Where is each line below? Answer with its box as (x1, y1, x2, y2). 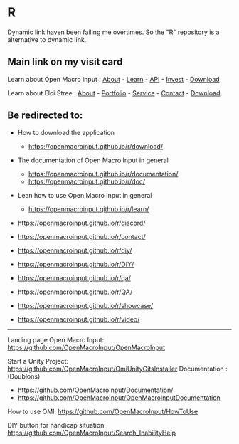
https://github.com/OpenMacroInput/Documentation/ (17, 386, 174, 394)
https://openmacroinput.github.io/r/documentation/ (28, 169, 179, 178)
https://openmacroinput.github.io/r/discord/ (17, 218, 146, 227)
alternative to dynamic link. (7, 35, 87, 43)
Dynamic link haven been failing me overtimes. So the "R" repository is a (7, 28, 220, 36)
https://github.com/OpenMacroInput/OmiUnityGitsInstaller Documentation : (7, 364, 228, 373)
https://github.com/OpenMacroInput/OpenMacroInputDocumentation (17, 393, 221, 402)
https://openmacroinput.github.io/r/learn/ (28, 204, 149, 213)
